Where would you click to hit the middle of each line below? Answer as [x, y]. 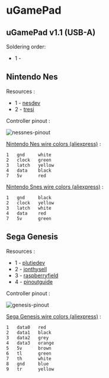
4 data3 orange [30, 343]
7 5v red [26, 176]
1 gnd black [29, 197]
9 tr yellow [30, 369]
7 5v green [29, 218]
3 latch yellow [30, 165]
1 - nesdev [27, 103]
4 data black [29, 171]
